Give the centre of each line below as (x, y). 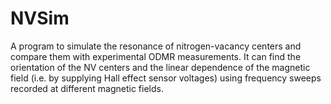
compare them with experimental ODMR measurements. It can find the (156, 56)
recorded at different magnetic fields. (87, 88)
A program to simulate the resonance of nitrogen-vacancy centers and (156, 46)
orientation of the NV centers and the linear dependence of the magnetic (160, 67)
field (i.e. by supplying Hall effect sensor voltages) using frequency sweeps (166, 78)
